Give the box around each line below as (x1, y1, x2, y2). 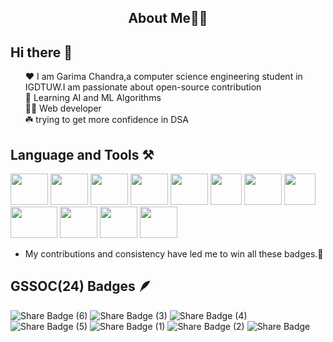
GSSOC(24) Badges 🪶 (10, 278, 152, 295)
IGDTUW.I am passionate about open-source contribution (24, 81, 262, 93)
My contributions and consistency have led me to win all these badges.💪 (24, 248, 324, 260)
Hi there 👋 (10, 44, 73, 61)
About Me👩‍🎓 (128, 10, 208, 27)
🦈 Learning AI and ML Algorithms (24, 92, 162, 104)
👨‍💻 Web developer (24, 102, 102, 115)
